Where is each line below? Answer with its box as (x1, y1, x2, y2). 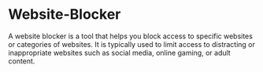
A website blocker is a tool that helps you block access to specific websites (8, 31, 254, 41)
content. (8, 56, 35, 66)
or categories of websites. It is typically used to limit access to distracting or (8, 39, 256, 49)
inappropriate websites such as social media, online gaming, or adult (8, 48, 231, 57)
